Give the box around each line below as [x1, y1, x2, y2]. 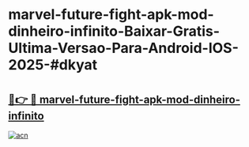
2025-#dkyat [8, 56, 98, 74]
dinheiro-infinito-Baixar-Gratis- [8, 22, 220, 40]
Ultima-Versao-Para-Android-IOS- [8, 40, 240, 57]
